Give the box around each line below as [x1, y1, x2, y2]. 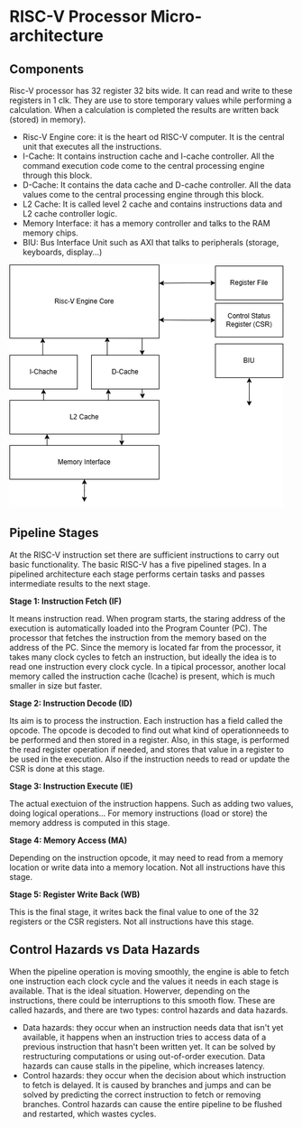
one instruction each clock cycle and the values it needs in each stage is [9, 975, 279, 986]
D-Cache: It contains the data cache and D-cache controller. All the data [22, 180, 291, 190]
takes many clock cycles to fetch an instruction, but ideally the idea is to [9, 652, 277, 662]
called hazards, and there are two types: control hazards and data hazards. [9, 1004, 288, 1015]
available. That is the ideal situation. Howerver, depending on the [9, 985, 251, 996]
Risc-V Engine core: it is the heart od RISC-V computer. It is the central [22, 132, 285, 142]
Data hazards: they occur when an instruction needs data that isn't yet [22, 1022, 284, 1032]
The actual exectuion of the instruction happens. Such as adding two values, [9, 798, 294, 809]
